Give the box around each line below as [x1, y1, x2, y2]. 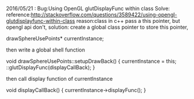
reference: [6, 11, 31, 18]
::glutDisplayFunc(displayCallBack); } [6, 64, 96, 71]
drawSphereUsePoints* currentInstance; [6, 35, 104, 42]
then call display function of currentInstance [6, 76, 113, 82]
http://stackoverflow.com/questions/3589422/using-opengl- [30, 11, 178, 18]
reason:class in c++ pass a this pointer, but [76, 18, 181, 24]
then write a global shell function [6, 46, 86, 53]
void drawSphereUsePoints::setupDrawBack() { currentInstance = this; [6, 58, 177, 64]
